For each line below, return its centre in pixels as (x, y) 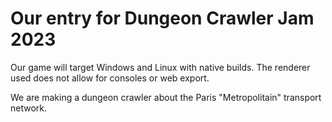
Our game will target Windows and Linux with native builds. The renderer (160, 67)
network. (29, 108)
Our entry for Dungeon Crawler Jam (162, 18)
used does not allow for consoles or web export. (110, 78)
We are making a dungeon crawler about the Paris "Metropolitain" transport (166, 97)
